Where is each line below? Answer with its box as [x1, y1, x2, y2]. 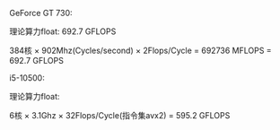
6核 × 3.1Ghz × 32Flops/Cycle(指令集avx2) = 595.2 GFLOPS [9, 110, 231, 120]
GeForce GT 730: [9, 8, 74, 18]
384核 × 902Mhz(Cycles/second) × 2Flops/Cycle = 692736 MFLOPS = [9, 45, 272, 56]
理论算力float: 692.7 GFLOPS [9, 26, 117, 37]
